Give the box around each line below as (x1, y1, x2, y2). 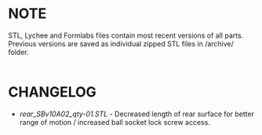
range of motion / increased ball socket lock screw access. (19, 117, 210, 126)
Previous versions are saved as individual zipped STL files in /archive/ (8, 38, 234, 48)
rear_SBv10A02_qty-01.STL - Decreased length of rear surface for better (19, 109, 255, 119)
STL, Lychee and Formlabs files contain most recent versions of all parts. (8, 31, 244, 40)
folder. (8, 47, 29, 57)
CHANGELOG (8, 83, 96, 101)
